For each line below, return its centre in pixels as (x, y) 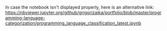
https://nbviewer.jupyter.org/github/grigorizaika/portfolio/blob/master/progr (83, 12)
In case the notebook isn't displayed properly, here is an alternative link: (80, 7)
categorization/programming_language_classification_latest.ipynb (73, 23)
